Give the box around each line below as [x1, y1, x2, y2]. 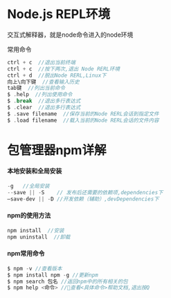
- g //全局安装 [7, 183, 50, 190]
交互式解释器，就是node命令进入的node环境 [7, 30, 134, 39]
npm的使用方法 [7, 212, 51, 220]
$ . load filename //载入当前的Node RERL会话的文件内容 [7, 117, 159, 124]
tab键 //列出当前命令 [7, 84, 66, 92]
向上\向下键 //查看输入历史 [7, 78, 80, 85]
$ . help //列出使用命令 [7, 91, 73, 98]
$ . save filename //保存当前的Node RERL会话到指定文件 [7, 110, 159, 118]
